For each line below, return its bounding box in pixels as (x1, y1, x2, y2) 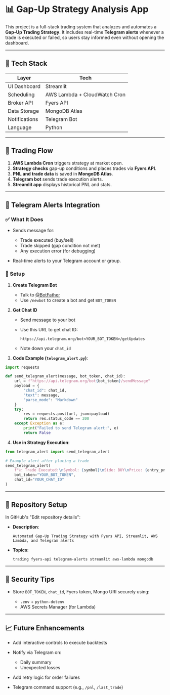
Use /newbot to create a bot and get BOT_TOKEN (20, 297, 116, 303)
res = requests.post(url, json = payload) (23, 411, 110, 417)
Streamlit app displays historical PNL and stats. (12, 181, 112, 187)
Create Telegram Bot (12, 282, 57, 288)
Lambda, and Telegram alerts (12, 538, 74, 543)
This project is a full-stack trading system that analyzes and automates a (5, 23, 157, 30)
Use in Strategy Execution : (12, 439, 70, 445)
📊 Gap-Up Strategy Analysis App (5, 4, 149, 15)
